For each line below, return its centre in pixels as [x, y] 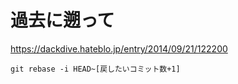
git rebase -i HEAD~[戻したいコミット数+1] [95, 69]
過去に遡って [62, 20]
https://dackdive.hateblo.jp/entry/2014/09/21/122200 [119, 48]
